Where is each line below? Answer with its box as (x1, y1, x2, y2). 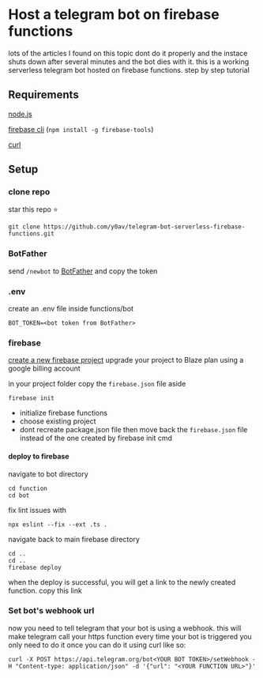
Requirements (8, 89, 79, 102)
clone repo (8, 186, 51, 198)
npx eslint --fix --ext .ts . (8, 520, 108, 529)
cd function (8, 484, 47, 492)
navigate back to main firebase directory (8, 534, 141, 544)
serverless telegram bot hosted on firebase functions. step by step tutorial (8, 65, 250, 74)
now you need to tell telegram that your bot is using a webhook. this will (8, 623, 242, 633)
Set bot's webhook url (8, 605, 95, 616)
